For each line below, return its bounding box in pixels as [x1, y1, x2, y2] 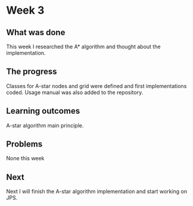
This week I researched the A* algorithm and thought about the [6, 43, 161, 50]
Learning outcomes [6, 106, 80, 116]
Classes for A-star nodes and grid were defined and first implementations [6, 82, 187, 89]
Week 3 [6, 4, 45, 17]
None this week [6, 155, 45, 162]
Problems [6, 139, 43, 149]
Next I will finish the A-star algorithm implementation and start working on [6, 188, 188, 195]
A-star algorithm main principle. [6, 121, 84, 129]
